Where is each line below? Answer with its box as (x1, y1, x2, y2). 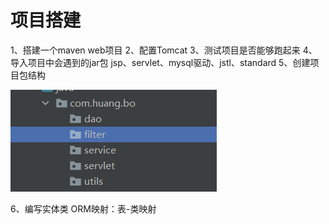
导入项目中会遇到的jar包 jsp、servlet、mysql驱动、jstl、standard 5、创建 (10, 56, 311, 68)
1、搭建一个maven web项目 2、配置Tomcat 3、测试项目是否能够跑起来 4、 (10, 44, 318, 56)
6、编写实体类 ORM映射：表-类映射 (10, 202, 157, 215)
